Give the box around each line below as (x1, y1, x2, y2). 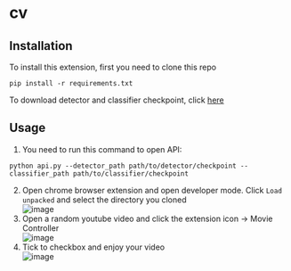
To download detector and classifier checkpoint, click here (9, 94, 224, 105)
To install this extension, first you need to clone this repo (9, 62, 216, 72)
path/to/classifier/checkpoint (72, 168, 190, 178)
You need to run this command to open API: (21, 144, 182, 154)
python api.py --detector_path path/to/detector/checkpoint (9, 161, 238, 170)
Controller (21, 222, 60, 234)
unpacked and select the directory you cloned (21, 194, 187, 205)
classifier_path (9, 168, 69, 178)
